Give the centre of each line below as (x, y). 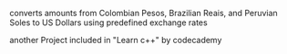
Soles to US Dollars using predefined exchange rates (108, 22)
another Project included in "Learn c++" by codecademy (116, 40)
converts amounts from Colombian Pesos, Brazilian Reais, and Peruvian (143, 13)
